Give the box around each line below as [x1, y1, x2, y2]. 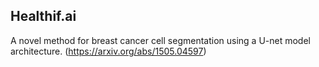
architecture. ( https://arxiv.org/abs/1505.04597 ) [10, 45, 207, 57]
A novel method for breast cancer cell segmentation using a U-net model [10, 34, 311, 46]
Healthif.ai [10, 8, 77, 25]
